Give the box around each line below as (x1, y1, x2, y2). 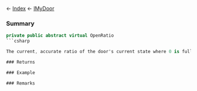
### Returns (6, 59, 35, 65)
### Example (6, 69, 35, 75)
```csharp (6, 38, 30, 44)
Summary (6, 19, 35, 27)
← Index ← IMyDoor (6, 5, 55, 12)
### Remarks (6, 80, 35, 86)
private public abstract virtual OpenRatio (6, 33, 114, 38)
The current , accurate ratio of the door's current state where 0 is (6, 49, 180, 55)
